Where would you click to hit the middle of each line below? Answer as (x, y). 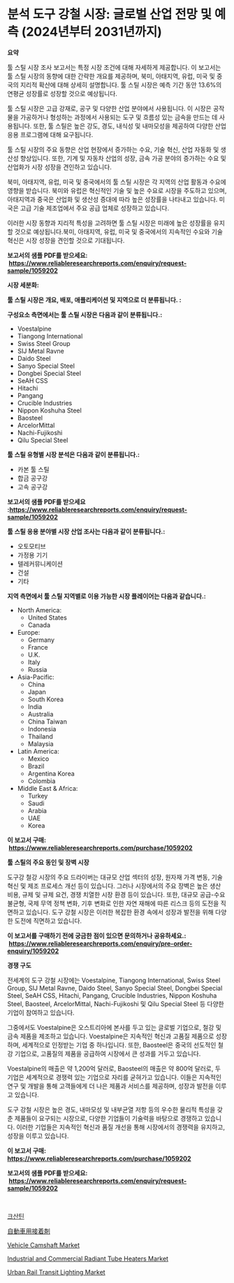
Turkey (38, 796)
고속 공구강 (32, 487)
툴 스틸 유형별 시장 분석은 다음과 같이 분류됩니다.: (74, 454)
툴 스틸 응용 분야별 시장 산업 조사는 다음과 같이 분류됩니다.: (86, 531)
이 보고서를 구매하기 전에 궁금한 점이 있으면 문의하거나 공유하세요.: (97, 936)
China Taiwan (47, 722)
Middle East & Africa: (47, 788)
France (38, 647)
